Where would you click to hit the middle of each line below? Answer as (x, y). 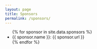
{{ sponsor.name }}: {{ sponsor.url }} (48, 37)
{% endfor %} (26, 42)
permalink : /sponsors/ (28, 18)
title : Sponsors (21, 14)
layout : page (18, 9)
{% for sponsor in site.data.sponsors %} (52, 32)
